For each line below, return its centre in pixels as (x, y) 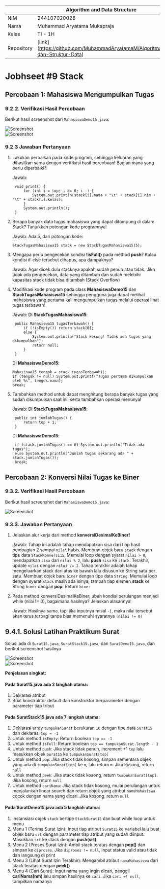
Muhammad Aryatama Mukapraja (76, 26)
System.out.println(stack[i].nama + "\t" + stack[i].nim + (94, 195)
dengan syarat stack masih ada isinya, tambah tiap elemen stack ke (81, 581)
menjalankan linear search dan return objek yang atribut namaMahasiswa (84, 791)
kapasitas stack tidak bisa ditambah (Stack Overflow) (66, 280)
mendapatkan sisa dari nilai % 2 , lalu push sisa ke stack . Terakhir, (81, 560)
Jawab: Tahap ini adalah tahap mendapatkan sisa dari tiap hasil (76, 545)
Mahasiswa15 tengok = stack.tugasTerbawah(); (59, 372)
